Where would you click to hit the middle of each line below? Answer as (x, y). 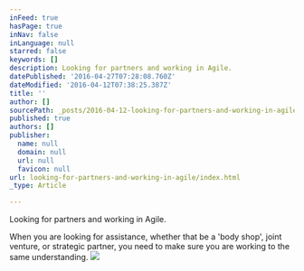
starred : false (38, 51)
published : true (40, 118)
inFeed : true (34, 18)
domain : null (42, 152)
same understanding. (49, 257)
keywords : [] (34, 60)
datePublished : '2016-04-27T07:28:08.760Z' (93, 77)
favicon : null (44, 169)
